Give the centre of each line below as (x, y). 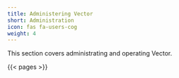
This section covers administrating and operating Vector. (90, 53)
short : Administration (41, 20)
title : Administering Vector (50, 14)
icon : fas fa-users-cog (42, 27)
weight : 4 (22, 33)
